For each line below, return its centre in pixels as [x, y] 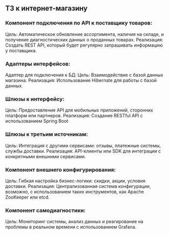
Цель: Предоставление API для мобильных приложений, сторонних [79, 110]
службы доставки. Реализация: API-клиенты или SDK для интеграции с [83, 151]
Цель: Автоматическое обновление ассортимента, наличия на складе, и [85, 34]
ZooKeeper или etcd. [28, 197]
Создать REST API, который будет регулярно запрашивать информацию [84, 45]
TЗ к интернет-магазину [46, 8]
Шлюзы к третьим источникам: [47, 134]
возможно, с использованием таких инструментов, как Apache [75, 191]
